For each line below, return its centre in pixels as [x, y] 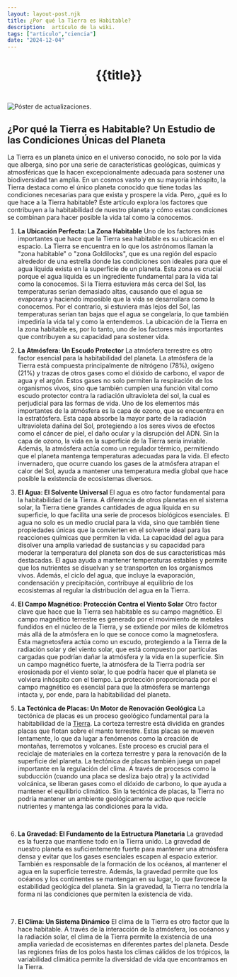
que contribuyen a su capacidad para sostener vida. [93, 337]
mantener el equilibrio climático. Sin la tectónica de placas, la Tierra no [121, 791]
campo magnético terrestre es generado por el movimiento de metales [121, 619]
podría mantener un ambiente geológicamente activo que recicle [112, 799]
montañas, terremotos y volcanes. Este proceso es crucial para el [113, 746]
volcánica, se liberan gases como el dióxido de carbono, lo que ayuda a [122, 784]
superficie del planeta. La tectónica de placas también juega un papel [119, 761]
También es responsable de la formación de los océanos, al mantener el [122, 864]
